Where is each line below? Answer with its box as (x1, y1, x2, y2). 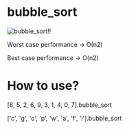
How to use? (7, 78, 80, 94)
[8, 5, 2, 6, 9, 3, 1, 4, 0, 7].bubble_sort (7, 101, 113, 109)
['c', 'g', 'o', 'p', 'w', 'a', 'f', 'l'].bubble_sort (7, 114, 122, 122)
